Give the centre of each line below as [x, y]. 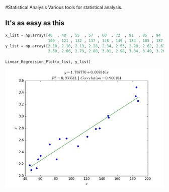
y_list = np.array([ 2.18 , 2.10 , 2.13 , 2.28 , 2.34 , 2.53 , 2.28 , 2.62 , [80, 46]
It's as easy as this [35, 23]
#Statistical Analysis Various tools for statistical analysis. [64, 7]
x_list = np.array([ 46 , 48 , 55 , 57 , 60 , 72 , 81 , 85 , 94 [83, 35]
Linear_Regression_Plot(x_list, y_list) [48, 62]
